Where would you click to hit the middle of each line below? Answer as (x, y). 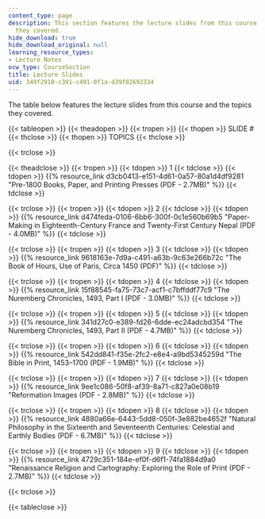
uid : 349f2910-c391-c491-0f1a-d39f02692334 (81, 82)
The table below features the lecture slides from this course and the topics (130, 105)
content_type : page (40, 15)
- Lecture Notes (35, 60)
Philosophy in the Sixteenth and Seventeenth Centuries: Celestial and (121, 427)
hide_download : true (42, 38)
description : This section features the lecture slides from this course (133, 23)
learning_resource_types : (51, 52)
